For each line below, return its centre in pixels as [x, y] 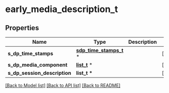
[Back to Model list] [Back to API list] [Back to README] [63, 85]
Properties [22, 28]
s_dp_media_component [38, 65]
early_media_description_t [62, 9]
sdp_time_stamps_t [100, 50]
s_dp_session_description [39, 73]
